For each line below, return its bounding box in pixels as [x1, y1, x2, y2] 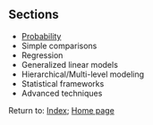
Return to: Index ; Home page [8, 104, 115, 115]
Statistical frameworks [21, 78, 105, 88]
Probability [21, 30, 62, 41]
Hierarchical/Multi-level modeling [21, 69, 145, 79]
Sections [8, 7, 59, 22]
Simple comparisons [21, 40, 98, 51]
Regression [21, 49, 64, 61]
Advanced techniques [21, 87, 103, 98]
